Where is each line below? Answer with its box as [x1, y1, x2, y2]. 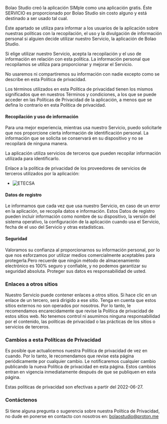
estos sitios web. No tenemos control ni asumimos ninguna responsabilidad [5, 313, 161, 319]
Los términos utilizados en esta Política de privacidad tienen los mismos [5, 86, 153, 92]
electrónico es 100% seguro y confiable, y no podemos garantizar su [5, 263, 147, 269]
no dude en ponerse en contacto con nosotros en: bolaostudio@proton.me [5, 413, 159, 419]
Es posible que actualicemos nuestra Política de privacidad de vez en [5, 348, 148, 354]
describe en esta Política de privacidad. [5, 77, 87, 82]
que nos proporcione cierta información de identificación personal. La [5, 130, 149, 136]
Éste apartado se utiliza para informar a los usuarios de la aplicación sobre [5, 25, 159, 31]
